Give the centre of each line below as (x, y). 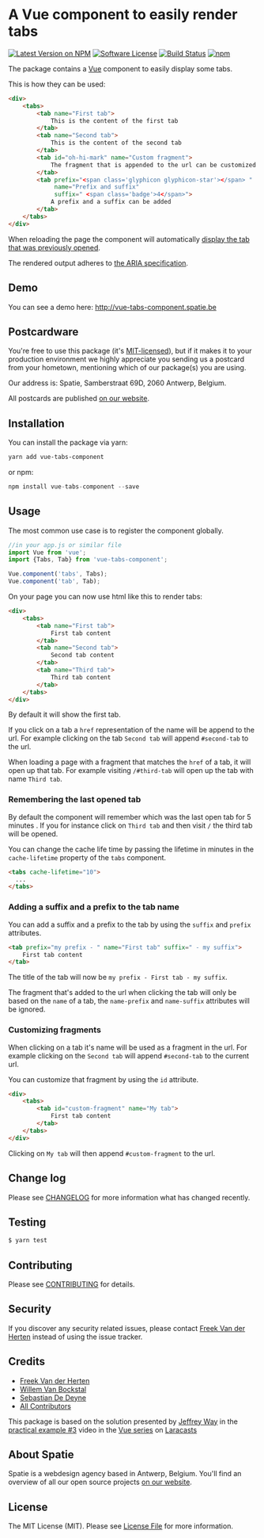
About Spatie (41, 1455)
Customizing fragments (55, 1030)
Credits (27, 1362)
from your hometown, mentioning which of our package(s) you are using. (127, 368)
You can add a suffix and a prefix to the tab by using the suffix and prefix (130, 924)
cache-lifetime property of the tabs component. (87, 857)
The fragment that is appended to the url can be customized (153, 165)
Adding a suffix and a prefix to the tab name (94, 907)
